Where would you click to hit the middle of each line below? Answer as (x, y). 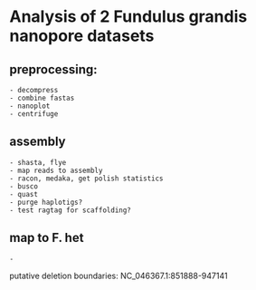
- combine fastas (42, 98)
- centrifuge (34, 114)
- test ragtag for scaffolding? (70, 210)
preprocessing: (53, 69)
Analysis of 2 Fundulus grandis (128, 17)
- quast (24, 194)
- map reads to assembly (56, 170)
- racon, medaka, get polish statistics (87, 179)
